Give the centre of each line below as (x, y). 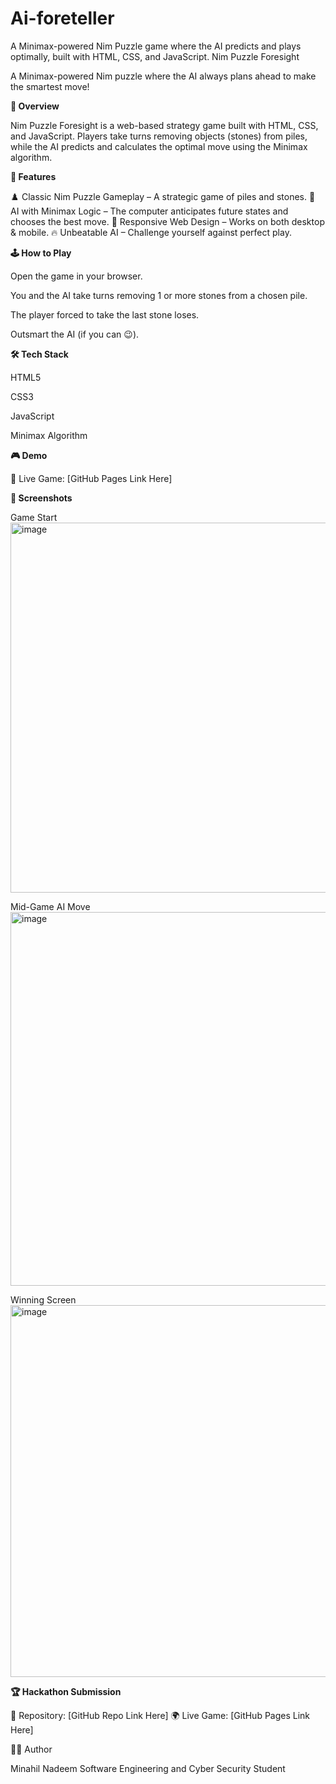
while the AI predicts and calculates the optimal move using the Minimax (159, 146)
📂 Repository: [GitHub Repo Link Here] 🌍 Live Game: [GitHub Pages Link (160, 1715)
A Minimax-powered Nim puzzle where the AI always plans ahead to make (163, 76)
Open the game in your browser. (76, 276)
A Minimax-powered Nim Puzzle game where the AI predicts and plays (156, 46)
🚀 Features (33, 176)
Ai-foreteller (62, 18)
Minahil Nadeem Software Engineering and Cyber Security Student (148, 1768)
